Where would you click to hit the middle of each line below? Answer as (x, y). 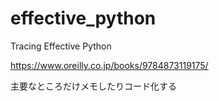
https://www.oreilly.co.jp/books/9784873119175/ (109, 65)
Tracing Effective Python (61, 46)
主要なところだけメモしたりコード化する (93, 86)
